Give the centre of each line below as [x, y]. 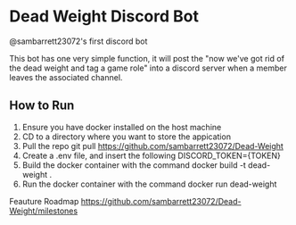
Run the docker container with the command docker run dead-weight [149, 184]
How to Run [42, 106]
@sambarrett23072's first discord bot [78, 41]
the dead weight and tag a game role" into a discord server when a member [148, 68]
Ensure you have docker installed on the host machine [122, 127]
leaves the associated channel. [66, 77]
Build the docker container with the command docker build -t [134, 165]
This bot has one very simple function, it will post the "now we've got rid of [147, 58]
